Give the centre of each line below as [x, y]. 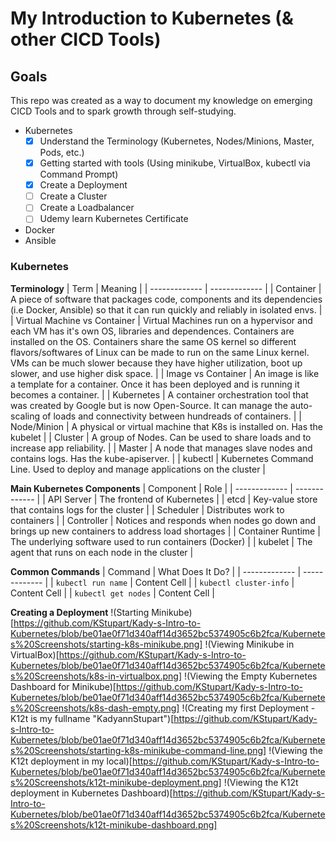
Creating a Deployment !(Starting [80, 612]
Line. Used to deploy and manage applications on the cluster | [138, 469]
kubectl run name [91, 583]
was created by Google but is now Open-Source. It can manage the [149, 405]
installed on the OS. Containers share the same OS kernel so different [153, 341]
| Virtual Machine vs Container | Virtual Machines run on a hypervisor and [161, 320]
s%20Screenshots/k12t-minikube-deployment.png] [116, 782]
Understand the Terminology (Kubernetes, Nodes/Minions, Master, [177, 141]
